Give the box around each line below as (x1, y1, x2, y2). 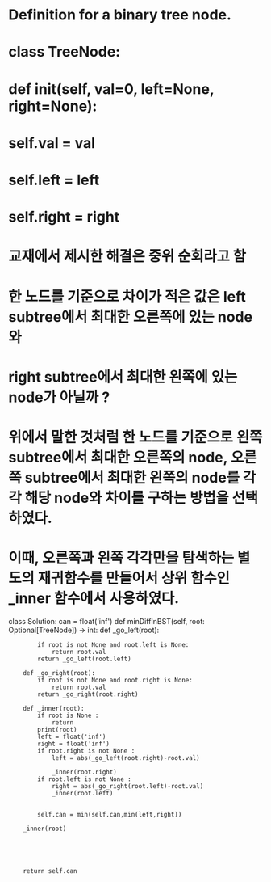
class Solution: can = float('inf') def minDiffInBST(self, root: (8, 616, 206, 626)
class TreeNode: (8, 43, 121, 61)
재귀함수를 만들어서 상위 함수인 (37, 569, 230, 588)
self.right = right (8, 208, 120, 226)
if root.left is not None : (37, 774, 131, 783)
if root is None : (37, 711, 99, 720)
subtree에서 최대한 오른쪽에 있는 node (8, 307, 252, 326)
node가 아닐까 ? (8, 388, 110, 406)
